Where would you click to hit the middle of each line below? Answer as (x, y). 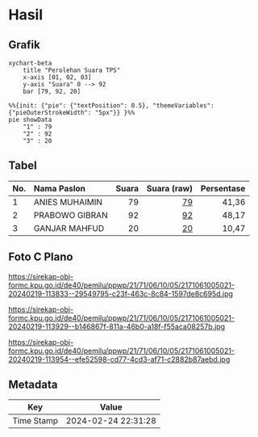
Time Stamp (35, 421)
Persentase (223, 188)
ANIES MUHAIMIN (68, 202)
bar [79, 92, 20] (52, 91)
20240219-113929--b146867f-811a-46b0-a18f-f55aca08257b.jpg (117, 326)
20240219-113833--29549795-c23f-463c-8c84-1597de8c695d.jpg (121, 293)
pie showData (30, 120)
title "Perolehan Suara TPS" (72, 70)
